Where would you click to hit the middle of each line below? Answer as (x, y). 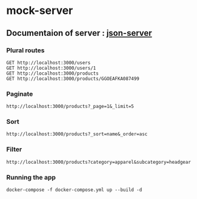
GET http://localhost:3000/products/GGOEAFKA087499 (73, 79)
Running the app (31, 177)
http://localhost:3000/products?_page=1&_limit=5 (70, 107)
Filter (14, 149)
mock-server (40, 11)
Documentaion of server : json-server (79, 33)
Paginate (20, 93)
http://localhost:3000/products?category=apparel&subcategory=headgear (98, 162)
